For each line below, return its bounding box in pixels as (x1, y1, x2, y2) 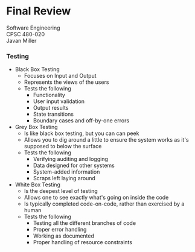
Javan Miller (6, 37, 37, 44)
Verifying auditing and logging (33, 156, 109, 163)
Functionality (33, 92, 65, 99)
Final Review (6, 4, 71, 18)
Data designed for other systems (33, 162, 115, 169)
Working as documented (33, 232, 95, 239)
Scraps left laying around (33, 175, 95, 182)
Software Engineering (6, 24, 60, 31)
